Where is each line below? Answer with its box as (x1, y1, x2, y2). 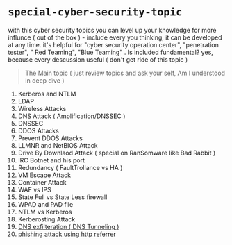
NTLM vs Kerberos (17, 208, 72, 216)
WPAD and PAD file (17, 200, 74, 208)
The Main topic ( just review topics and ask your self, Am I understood (24, 69, 225, 77)
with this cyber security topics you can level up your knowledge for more (8, 26, 217, 34)
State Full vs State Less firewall (17, 193, 108, 201)
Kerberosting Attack (17, 214, 76, 223)
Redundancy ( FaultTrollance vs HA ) (17, 163, 123, 171)
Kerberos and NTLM (17, 90, 76, 98)
